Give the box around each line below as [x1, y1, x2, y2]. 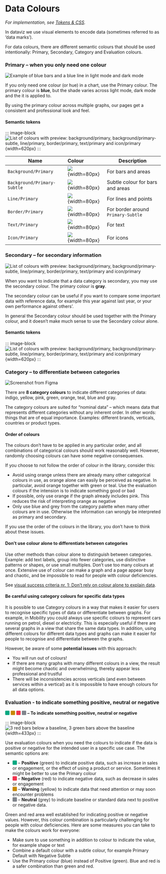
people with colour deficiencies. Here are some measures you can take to [5, 822, 156, 828]
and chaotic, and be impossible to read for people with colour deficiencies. [5, 572, 158, 578]
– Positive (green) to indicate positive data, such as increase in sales [18, 760, 158, 766]
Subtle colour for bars [107, 179, 158, 186]
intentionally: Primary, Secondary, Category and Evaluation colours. [5, 49, 143, 55]
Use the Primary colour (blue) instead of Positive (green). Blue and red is [12, 858, 161, 864]
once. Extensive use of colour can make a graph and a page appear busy [5, 567, 154, 573]
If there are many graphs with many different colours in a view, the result [12, 660, 160, 666]
